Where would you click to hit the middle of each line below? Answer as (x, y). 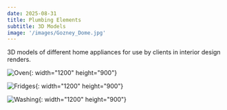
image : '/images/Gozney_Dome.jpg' (57, 33)
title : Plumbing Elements (44, 20)
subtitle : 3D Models (37, 26)
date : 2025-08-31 (32, 13)
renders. (19, 60)
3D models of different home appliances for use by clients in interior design (114, 52)
